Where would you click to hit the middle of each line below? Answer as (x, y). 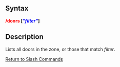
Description (24, 37)
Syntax (17, 8)
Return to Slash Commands (34, 59)
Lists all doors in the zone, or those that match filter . (60, 49)
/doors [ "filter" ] (23, 20)
